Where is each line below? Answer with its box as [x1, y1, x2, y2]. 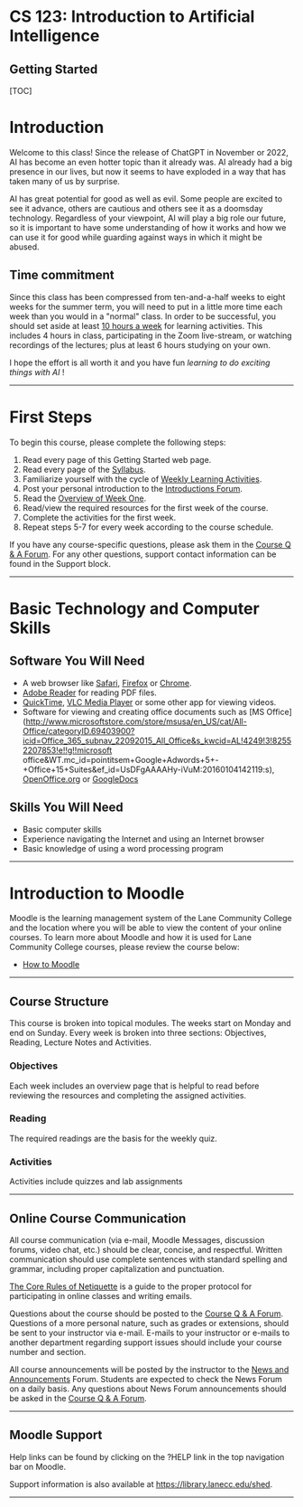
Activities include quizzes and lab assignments [9, 1176, 183, 1187]
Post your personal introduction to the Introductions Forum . [22, 483, 243, 494]
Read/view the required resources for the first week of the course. [22, 502, 269, 513]
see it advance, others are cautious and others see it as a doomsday [9, 203, 263, 213]
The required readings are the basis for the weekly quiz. [9, 1133, 218, 1144]
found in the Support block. [9, 558, 111, 569]
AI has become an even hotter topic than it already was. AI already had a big [9, 156, 293, 167]
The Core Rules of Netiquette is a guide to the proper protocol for [9, 1281, 252, 1292]
